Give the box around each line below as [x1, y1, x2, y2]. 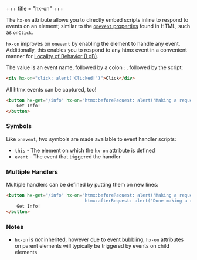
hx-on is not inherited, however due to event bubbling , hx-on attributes [14, 236, 184, 243]
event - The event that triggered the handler [14, 153, 121, 160]
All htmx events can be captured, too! [6, 86, 97, 93]
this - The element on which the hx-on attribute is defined [14, 147, 155, 154]
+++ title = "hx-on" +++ [6, 5, 64, 12]
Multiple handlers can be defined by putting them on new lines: [6, 181, 159, 188]
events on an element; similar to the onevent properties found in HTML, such [6, 23, 191, 29]
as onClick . [6, 29, 33, 36]
